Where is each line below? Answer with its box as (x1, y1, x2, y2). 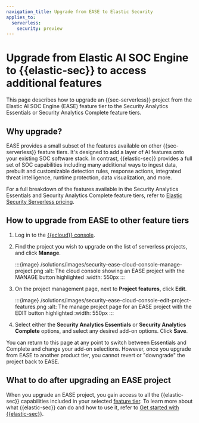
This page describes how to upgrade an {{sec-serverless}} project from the (6, 96, 192, 103)
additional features (6, 76, 102, 90)
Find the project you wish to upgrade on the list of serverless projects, (14, 243, 188, 250)
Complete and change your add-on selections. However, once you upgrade (6, 345, 191, 352)
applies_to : (6, 14, 36, 20)
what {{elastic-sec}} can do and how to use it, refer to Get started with (6, 404, 179, 411)
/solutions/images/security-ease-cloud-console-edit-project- (40, 296, 192, 304)
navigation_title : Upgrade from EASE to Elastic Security (6, 8, 153, 15)
